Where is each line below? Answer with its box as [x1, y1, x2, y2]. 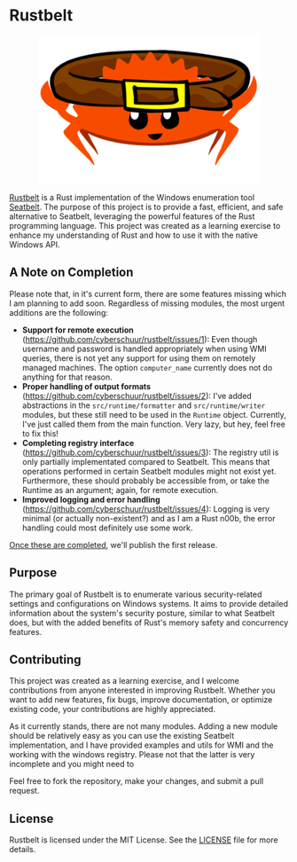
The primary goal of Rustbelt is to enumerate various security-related [9, 589, 262, 599]
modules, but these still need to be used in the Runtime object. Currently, [21, 409, 286, 419]
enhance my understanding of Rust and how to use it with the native [9, 230, 259, 240]
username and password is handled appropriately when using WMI [21, 343, 268, 354]
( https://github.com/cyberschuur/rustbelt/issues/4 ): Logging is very [21, 503, 270, 514]
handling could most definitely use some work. [21, 522, 193, 533]
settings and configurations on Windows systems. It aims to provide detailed [9, 598, 289, 608]
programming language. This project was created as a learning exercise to [9, 220, 281, 231]
